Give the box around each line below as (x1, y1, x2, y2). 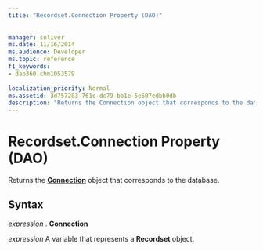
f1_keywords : (8, 63, 51, 71)
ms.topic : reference (8, 56, 76, 64)
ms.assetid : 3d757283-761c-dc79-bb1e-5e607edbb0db (8, 92, 177, 100)
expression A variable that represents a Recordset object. (8, 234, 195, 243)
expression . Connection (8, 219, 88, 228)
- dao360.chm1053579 (8, 70, 76, 78)
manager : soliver (8, 33, 65, 42)
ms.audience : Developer (8, 48, 86, 56)
